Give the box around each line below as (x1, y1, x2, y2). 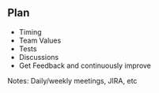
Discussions (18, 52, 59, 61)
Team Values (18, 35, 62, 45)
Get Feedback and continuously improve (18, 61, 152, 70)
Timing (18, 27, 42, 36)
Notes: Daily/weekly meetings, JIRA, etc (7, 76, 138, 85)
